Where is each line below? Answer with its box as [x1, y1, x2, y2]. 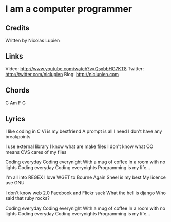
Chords [5, 86, 30, 95]
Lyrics [5, 115, 26, 123]
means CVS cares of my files [5, 149, 67, 155]
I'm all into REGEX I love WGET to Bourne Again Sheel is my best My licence [5, 174, 166, 180]
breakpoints [5, 134, 31, 140]
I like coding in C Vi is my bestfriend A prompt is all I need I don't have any [5, 128, 162, 134]
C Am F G [5, 100, 26, 106]
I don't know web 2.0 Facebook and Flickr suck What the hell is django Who [5, 190, 166, 196]
